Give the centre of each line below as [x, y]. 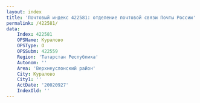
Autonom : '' [32, 62]
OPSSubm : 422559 [38, 51]
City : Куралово [36, 74]
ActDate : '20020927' [43, 85]
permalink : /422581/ [32, 23]
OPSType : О [31, 46]
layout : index [24, 12]
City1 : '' [30, 79]
